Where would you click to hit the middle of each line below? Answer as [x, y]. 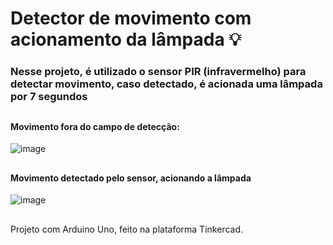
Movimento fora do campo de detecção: [95, 126]
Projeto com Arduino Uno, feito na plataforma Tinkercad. [126, 229]
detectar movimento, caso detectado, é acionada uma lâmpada [166, 84]
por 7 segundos [49, 97]
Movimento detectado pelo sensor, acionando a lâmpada [131, 178]
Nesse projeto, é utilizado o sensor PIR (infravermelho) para [158, 72]
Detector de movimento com [131, 18]
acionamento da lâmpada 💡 [126, 39]
